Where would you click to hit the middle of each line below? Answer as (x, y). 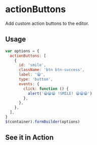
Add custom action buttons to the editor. (47, 23)
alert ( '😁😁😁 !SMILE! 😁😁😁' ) (60, 93)
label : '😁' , (32, 75)
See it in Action (30, 138)
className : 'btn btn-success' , (52, 70)
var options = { (22, 51)
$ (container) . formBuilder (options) (43, 122)
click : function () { (46, 89)
